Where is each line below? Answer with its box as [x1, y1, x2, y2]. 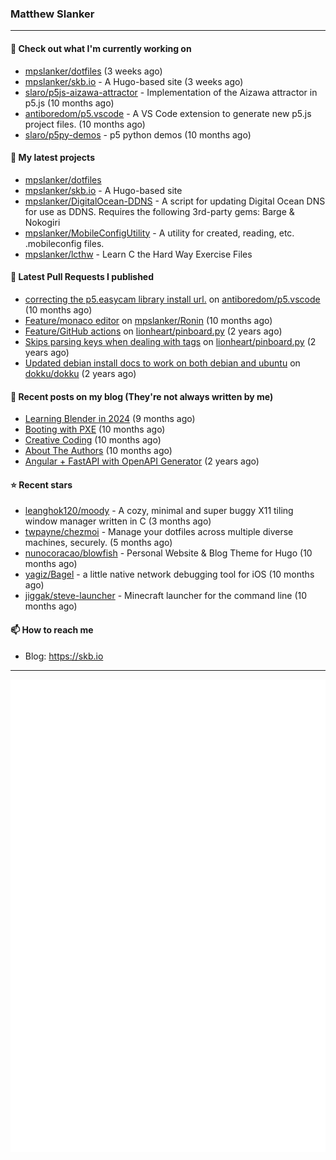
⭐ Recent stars [10, 478, 73, 491]
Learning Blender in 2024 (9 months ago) [24, 413, 196, 425]
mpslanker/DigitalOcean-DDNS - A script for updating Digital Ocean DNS [24, 195, 326, 207]
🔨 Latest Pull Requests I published [10, 271, 155, 283]
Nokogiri [24, 216, 61, 228]
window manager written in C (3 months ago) [24, 515, 212, 527]
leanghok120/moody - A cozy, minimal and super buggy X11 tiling [24, 505, 294, 517]
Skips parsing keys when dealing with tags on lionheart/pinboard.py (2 [24, 335, 317, 347]
